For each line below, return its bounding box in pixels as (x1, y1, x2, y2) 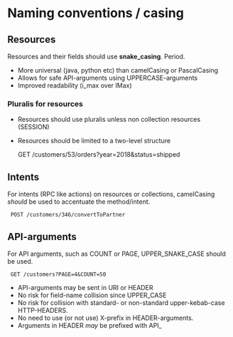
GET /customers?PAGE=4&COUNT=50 (10, 271, 107, 278)
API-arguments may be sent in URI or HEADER (17, 283, 153, 291)
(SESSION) (17, 123, 50, 131)
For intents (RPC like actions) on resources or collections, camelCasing (7, 190, 215, 199)
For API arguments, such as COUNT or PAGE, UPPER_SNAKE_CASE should (7, 249, 226, 258)
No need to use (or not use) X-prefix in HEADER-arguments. (17, 313, 194, 322)
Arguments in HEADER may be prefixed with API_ (17, 321, 162, 329)
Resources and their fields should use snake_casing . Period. (7, 52, 185, 61)
